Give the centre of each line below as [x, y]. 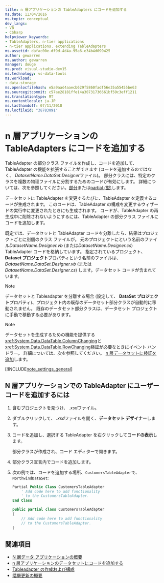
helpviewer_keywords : [27, 37]
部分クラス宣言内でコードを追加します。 [53, 462]
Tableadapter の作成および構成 [43, 569]
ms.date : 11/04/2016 [26, 14]
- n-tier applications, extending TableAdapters [56, 46]
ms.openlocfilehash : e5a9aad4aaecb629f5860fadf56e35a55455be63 [71, 87]
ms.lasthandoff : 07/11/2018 [34, 106]
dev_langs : [16, 23]
